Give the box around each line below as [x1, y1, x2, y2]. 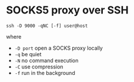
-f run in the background [14, 69, 75, 76]
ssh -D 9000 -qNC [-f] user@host [6, 23, 88, 29]
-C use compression [14, 63, 63, 70]
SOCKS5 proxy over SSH [6, 4, 129, 17]
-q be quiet [14, 50, 42, 57]
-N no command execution [14, 57, 79, 64]
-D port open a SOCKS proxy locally [14, 45, 103, 52]
